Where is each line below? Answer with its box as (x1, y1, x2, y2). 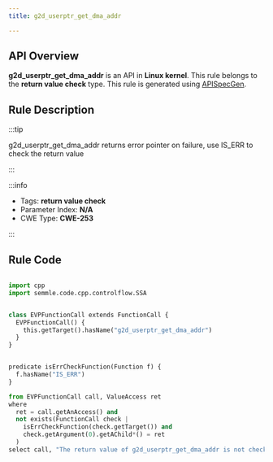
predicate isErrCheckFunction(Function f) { (8, 363, 162, 371)
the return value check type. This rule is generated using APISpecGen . (8, 79, 247, 89)
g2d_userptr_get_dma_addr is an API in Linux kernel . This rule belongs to (8, 71, 258, 81)
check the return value (8, 149, 84, 159)
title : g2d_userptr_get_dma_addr (8, 11, 122, 20)
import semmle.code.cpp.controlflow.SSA (8, 289, 148, 297)
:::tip (8, 124, 24, 134)
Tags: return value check (19, 196, 106, 206)
